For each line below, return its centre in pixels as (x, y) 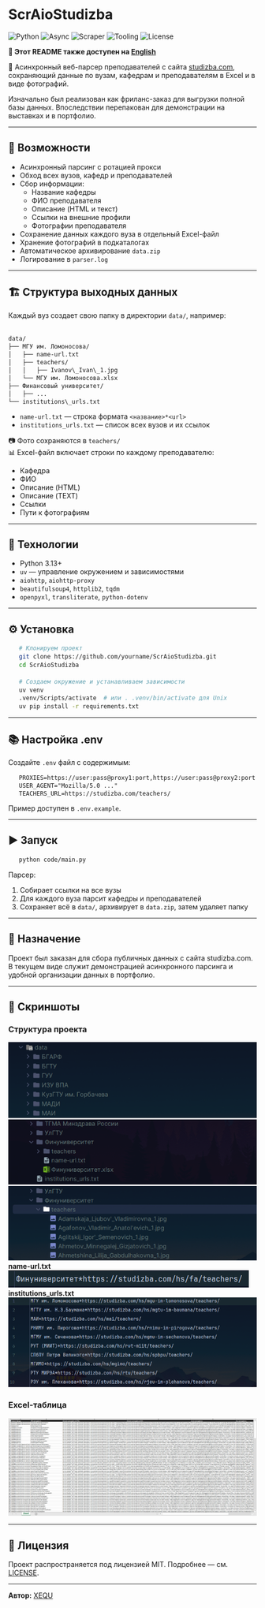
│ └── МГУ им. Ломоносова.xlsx (63, 378)
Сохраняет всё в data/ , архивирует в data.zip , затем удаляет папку (134, 907)
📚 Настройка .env (56, 739)
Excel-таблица (37, 1405)
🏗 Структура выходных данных (93, 292)
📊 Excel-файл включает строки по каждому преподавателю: (111, 452)
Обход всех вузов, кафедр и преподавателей (96, 175)
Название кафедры (63, 192)
